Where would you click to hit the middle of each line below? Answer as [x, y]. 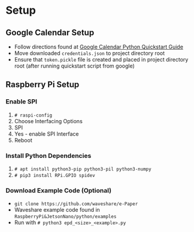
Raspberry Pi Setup [43, 85]
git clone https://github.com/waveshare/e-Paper [76, 204]
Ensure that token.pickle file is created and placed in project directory [101, 59]
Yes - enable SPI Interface [46, 134]
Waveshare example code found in [57, 210]
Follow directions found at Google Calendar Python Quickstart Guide [99, 47]
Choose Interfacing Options [48, 121]
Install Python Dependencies [48, 155]
